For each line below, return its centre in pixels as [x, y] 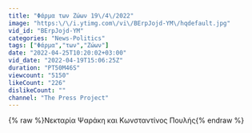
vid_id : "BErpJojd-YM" [46, 30]
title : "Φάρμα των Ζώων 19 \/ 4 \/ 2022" [71, 16]
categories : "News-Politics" [57, 38]
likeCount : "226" [37, 83]
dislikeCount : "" [37, 90]
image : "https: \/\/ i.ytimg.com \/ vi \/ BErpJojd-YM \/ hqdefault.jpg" [119, 23]
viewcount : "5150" [39, 75]
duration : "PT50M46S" [44, 68]
